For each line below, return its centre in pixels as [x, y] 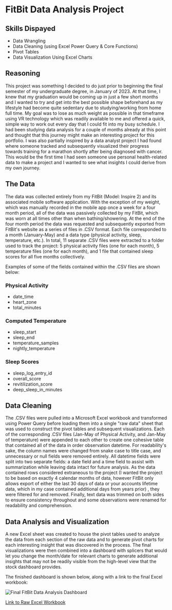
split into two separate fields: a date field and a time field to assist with [80, 462]
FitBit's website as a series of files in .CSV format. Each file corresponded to [86, 229]
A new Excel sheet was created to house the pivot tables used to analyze [83, 534]
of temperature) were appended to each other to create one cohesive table [85, 440]
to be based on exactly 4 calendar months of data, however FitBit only [80, 478]
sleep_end [24, 338]
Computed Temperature [36, 321]
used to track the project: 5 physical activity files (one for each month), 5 [82, 246]
